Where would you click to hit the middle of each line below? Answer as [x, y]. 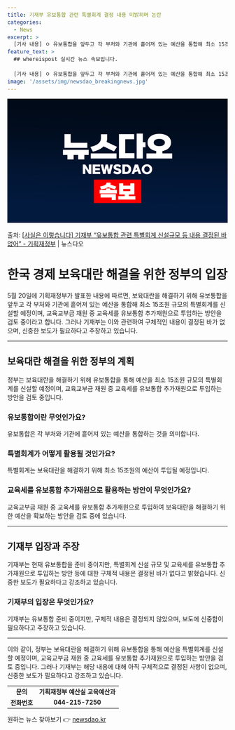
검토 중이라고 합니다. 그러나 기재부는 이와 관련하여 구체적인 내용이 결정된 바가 [113, 321]
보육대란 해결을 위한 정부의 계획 [71, 361]
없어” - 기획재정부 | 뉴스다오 [45, 244]
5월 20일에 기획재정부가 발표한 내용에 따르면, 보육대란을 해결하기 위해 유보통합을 [117, 296]
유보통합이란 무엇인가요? [47, 417]
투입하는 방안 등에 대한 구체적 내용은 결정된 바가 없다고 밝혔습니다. [128, 573]
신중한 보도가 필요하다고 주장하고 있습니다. [80, 331]
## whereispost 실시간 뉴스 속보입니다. [66, 60]
